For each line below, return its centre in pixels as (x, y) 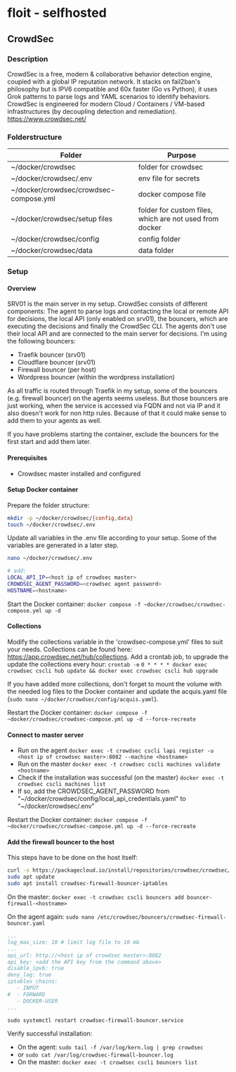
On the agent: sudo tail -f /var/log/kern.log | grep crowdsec (110, 1047)
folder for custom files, (175, 210)
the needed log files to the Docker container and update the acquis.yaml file (117, 692)
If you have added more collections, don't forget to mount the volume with (115, 684)
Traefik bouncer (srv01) (51, 355)
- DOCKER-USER (37, 1001)
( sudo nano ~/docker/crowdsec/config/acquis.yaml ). (83, 699)
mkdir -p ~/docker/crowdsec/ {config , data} (70, 518)
